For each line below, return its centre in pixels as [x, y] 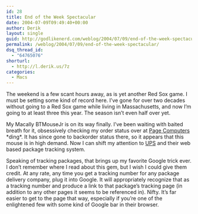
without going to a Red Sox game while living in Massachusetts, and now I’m [99, 107]
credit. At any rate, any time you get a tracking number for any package [93, 173]
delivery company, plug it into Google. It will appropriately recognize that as [98, 180]
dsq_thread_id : [25, 50]
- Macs [19, 77]
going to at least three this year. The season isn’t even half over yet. [88, 113]
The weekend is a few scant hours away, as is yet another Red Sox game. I [97, 94]
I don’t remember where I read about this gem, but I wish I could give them [97, 167]
